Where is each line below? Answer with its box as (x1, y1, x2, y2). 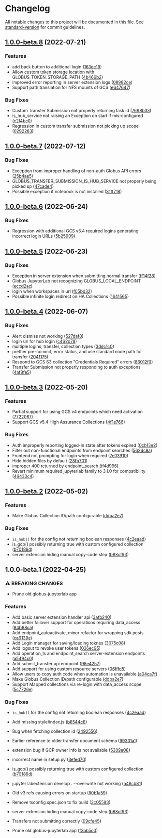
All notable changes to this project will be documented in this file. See (5, 19, 144, 25)
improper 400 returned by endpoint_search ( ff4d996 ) (12, 463, 118, 469)
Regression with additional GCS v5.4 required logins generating (12, 228, 139, 234)
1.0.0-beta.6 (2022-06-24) (5, 202, 88, 211)
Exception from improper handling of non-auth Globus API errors (12, 168, 142, 174)
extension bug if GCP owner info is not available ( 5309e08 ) (12, 747, 131, 753)
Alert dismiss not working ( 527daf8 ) (12, 333, 84, 339)
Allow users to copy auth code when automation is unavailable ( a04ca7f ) (12, 671, 158, 677)
